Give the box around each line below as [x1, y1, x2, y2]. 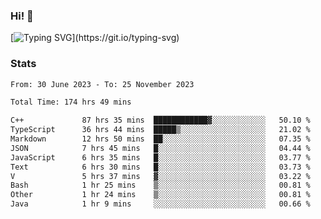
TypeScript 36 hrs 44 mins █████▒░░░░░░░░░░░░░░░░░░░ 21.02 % [10, 125, 311, 135]
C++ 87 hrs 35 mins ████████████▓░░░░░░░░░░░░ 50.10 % [10, 115, 311, 126]
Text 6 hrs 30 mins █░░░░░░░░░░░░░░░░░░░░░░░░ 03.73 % [10, 162, 311, 172]
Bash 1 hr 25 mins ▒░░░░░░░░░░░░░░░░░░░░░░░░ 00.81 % [10, 180, 311, 191]
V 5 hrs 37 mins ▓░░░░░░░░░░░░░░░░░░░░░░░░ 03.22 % [10, 171, 311, 181]
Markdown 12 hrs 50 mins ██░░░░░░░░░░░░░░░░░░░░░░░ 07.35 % [10, 134, 311, 144]
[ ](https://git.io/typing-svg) [10, 32, 180, 44]
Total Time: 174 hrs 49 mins [10, 97, 132, 108]
